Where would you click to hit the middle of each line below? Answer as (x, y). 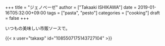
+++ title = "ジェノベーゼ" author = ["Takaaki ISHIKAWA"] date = (71, 7)
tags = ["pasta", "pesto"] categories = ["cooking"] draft (103, 13)
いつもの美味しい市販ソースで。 (38, 28)
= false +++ (17, 18)
